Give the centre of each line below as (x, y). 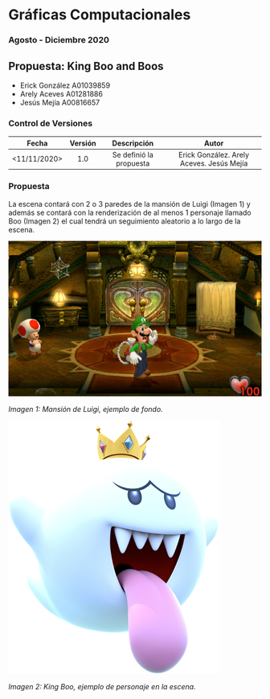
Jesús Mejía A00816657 (60, 102)
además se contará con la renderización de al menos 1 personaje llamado (130, 212)
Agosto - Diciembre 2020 (59, 40)
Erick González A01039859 (65, 85)
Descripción (133, 143)
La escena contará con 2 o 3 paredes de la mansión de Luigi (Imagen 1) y (129, 204)
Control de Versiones (51, 123)
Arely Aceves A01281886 (61, 93)
